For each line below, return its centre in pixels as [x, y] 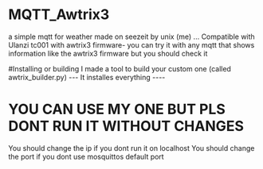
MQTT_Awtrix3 [59, 15]
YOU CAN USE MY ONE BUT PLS [117, 109]
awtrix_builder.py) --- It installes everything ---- [87, 77]
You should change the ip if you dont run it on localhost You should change [131, 148]
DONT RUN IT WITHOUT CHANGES [126, 127]
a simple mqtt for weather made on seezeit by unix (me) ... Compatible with [131, 36]
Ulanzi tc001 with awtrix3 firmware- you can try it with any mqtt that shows [131, 44]
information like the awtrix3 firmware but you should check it [108, 53]
